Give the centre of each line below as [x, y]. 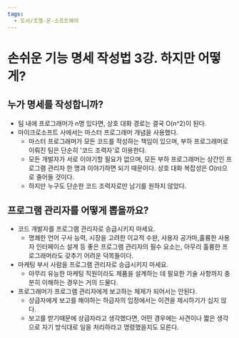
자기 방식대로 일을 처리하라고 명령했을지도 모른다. [111, 327]
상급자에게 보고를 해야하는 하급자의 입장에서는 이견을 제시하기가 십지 [124, 300]
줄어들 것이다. [55, 177]
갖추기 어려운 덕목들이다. [99, 256]
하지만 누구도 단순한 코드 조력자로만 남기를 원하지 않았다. [107, 186]
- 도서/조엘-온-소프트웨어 [46, 21]
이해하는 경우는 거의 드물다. [80, 282]
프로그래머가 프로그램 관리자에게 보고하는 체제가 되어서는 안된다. [107, 292]
